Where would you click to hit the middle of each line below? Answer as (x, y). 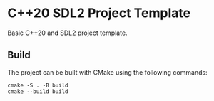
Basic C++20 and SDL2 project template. (67, 33)
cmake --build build (38, 91)
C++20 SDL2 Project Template (99, 13)
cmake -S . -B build (38, 85)
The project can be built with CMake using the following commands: (108, 72)
